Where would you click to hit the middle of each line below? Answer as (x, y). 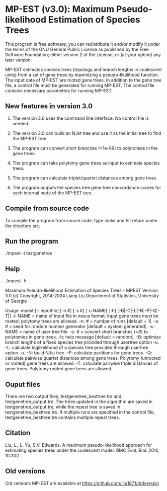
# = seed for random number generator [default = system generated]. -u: (80, 327)
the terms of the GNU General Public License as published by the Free (77, 49)
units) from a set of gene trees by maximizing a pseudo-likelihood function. (82, 75)
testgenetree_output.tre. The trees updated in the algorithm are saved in (79, 402)
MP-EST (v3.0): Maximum (60, 9)
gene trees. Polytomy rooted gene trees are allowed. (59, 369)
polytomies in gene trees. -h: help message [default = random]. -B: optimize (83, 337)
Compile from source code (47, 208)
